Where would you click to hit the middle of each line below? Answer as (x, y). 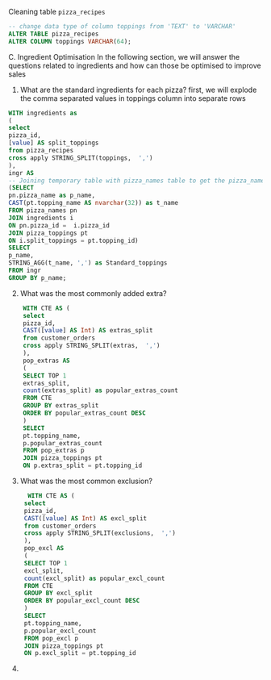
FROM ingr (25, 270)
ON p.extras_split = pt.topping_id (83, 466)
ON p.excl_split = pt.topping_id (80, 653)
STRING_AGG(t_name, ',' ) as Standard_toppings (88, 263)
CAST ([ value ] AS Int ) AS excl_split (85, 518)
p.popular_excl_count (60, 631)
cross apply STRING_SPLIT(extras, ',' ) (92, 346)
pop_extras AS (46, 361)
